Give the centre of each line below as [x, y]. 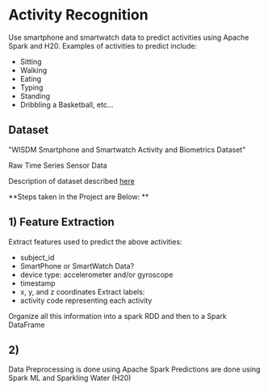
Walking [33, 70]
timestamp [38, 283]
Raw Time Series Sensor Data [58, 165]
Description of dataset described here [71, 181]
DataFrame [27, 325]
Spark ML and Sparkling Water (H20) [70, 378]
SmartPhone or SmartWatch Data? [77, 266]
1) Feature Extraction [61, 222]
